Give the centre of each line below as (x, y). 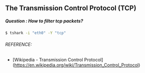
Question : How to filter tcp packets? (44, 21)
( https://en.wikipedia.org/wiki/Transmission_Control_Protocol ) (76, 65)
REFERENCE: (19, 44)
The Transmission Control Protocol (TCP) (71, 8)
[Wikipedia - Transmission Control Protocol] (58, 60)
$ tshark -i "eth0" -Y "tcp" (36, 33)
